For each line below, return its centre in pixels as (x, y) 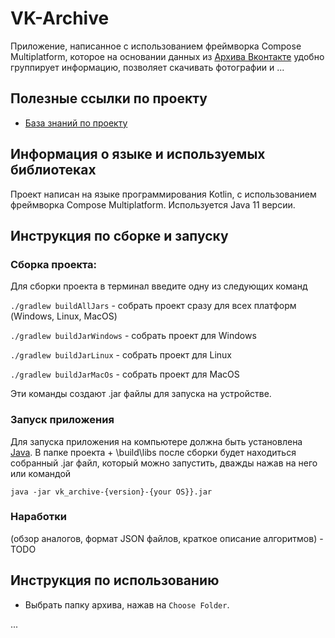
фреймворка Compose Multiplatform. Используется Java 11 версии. (153, 204)
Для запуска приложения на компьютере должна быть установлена (156, 441)
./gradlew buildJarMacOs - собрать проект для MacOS (125, 374)
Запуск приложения (62, 420)
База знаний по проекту (76, 123)
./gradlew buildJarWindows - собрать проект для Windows (133, 336)
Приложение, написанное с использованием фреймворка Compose (156, 46)
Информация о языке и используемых (138, 154)
